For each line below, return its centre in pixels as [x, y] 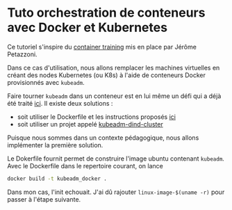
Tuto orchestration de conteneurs [106, 13]
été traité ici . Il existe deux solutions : [60, 103]
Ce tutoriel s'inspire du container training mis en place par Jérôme [102, 47]
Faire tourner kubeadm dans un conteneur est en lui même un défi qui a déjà [114, 96]
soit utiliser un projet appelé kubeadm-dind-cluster [90, 124]
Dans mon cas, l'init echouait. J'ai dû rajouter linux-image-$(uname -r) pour [116, 192]
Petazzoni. [22, 54]
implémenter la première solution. [55, 145]
